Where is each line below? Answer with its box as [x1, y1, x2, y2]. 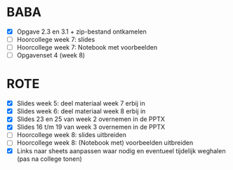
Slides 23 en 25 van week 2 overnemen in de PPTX [16, 115, 166, 123]
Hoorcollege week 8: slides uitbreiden [16, 131, 127, 139]
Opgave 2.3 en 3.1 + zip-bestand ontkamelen [16, 27, 147, 36]
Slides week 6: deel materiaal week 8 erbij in [16, 107, 146, 115]
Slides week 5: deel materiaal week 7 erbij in [16, 99, 145, 108]
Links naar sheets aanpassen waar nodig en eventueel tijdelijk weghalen [16, 146, 226, 155]
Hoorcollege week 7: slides [16, 36, 95, 43]
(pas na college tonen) [16, 155, 82, 163]
